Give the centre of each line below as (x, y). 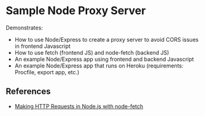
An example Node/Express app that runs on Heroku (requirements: (99, 66)
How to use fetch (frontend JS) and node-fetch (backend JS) (92, 52)
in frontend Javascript (43, 46)
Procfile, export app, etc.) (47, 72)
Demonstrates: (25, 28)
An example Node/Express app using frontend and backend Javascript (104, 59)
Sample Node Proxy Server (76, 11)
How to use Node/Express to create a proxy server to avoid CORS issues (106, 39)
